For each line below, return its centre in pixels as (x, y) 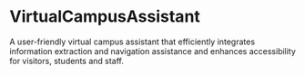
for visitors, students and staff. (67, 61)
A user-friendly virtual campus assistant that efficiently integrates (132, 42)
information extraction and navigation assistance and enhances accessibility (152, 51)
